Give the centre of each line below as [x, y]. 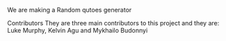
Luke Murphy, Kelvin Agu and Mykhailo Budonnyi [78, 30]
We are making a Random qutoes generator [70, 10]
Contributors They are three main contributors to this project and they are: [113, 23]
